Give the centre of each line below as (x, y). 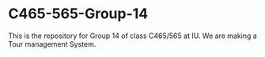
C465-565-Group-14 (78, 14)
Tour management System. (52, 44)
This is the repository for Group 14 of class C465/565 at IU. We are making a (132, 36)
